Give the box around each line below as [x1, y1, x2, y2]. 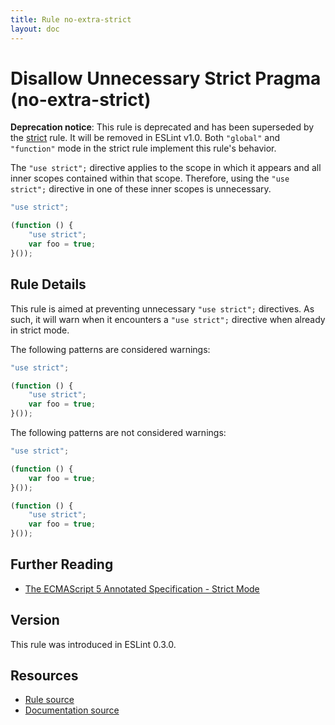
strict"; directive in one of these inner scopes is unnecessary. [10, 183, 272, 195]
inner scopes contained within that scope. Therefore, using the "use [10, 172, 290, 185]
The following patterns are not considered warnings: [10, 427, 227, 438]
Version [10, 612, 60, 629]
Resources [10, 667, 79, 685]
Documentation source [24, 704, 120, 716]
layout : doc [10, 24, 60, 34]
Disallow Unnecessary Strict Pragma [10, 67, 322, 90]
